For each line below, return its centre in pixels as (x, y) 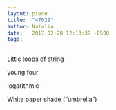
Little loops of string (36, 59)
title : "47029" (30, 20)
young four (23, 73)
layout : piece (28, 13)
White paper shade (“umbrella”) (52, 99)
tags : (15, 39)
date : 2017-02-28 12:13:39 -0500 (58, 33)
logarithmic (23, 86)
